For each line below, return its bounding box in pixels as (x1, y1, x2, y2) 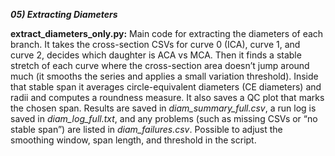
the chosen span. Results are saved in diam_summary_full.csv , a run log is (10, 102, 317, 114)
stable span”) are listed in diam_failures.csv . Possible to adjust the (10, 124, 283, 135)
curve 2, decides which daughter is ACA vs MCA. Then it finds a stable (10, 49, 302, 61)
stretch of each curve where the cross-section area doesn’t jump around (10, 60, 310, 71)
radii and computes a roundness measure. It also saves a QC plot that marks (10, 92, 325, 103)
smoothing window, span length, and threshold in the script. (10, 134, 257, 146)
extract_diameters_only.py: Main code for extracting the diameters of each (10, 28, 324, 39)
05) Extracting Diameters (10, 9, 118, 20)
